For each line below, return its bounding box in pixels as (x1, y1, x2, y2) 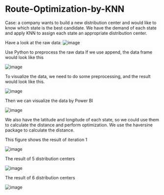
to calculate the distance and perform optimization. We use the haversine (5, 122, 153, 128)
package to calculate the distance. (5, 127, 75, 133)
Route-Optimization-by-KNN (5, 3, 125, 15)
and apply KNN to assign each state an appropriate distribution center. (5, 30, 147, 36)
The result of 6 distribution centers (5, 174, 75, 180)
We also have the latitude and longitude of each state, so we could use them (5, 116, 159, 122)
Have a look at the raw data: (5, 39, 62, 45)
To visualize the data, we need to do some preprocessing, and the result (5, 73, 151, 79)
